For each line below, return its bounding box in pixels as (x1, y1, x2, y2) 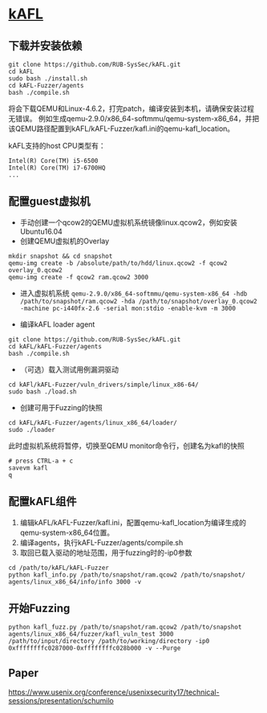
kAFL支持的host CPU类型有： (8, 141, 106, 150)
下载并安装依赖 (8, 39, 83, 52)
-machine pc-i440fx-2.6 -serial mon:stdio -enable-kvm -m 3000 (19, 304, 237, 312)
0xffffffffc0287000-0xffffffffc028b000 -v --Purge (8, 644, 181, 653)
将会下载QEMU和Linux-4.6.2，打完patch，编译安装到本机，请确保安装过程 (8, 104, 255, 113)
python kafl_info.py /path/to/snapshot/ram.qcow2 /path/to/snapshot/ (8, 571, 246, 579)
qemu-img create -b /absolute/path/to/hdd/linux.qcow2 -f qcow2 (8, 259, 228, 267)
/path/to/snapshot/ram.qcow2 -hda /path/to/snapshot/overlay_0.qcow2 (19, 297, 258, 305)
